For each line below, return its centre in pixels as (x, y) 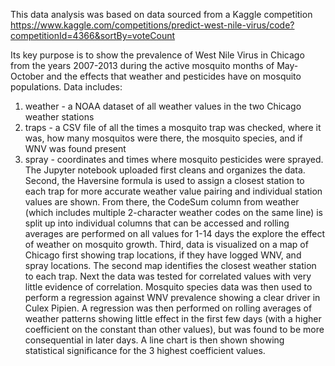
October (27, 76)
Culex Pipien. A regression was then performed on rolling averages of (168, 308)
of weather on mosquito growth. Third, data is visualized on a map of (166, 244)
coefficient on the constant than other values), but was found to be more (174, 329)
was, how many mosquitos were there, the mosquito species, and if (163, 138)
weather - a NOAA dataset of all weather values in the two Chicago (163, 106)
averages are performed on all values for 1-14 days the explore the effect (175, 233)
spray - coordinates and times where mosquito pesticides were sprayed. (174, 159)
